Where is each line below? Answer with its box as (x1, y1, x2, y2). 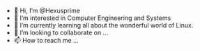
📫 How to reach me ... (13, 37, 79, 44)
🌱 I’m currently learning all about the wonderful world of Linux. (13, 21, 194, 29)
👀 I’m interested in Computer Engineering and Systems (13, 14, 171, 22)
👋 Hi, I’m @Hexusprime (13, 7, 80, 14)
